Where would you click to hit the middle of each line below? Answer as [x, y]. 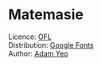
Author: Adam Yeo [38, 53]
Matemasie [46, 15]
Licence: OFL [30, 37]
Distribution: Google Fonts [51, 45]
